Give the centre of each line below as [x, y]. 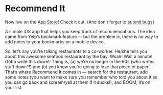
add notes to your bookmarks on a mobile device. [55, 41]
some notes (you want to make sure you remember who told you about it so [81, 77]
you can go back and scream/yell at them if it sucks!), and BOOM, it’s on [78, 82]
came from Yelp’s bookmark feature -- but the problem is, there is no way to [81, 37]
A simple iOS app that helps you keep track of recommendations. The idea [80, 31]
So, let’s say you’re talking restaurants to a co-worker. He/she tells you [76, 51]
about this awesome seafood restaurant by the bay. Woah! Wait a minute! [79, 56]
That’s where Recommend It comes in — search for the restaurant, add [77, 72]
